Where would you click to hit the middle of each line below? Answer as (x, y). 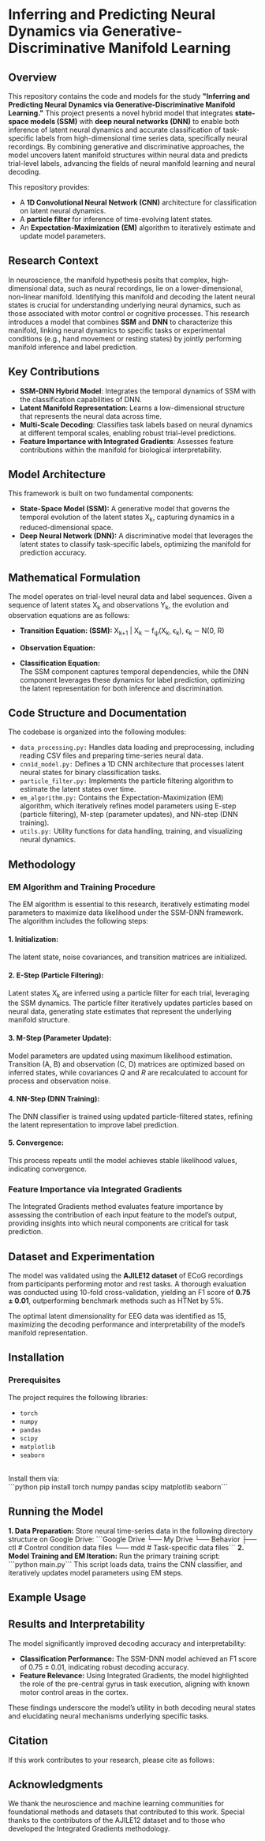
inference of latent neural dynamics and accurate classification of (115, 130)
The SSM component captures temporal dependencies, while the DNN (134, 671)
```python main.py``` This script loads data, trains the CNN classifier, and (125, 1564)
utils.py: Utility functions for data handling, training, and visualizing (131, 831)
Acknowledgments (56, 1785)
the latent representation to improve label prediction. (93, 1124)
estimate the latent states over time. (78, 789)
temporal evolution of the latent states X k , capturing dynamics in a (127, 518)
